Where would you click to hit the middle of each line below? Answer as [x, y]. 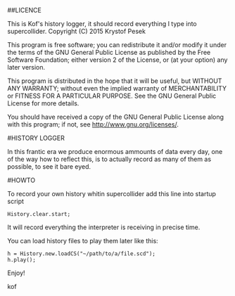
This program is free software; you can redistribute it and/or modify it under [117, 45]
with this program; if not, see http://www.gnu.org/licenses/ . [93, 124]
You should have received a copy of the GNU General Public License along [115, 117]
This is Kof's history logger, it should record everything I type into [102, 24]
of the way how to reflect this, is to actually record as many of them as [109, 159]
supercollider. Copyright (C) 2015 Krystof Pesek [77, 31]
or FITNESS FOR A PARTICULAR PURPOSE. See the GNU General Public [112, 96]
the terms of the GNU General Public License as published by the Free [109, 52]
